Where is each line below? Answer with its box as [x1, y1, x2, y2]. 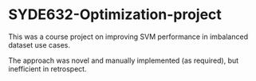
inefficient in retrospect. [8, 64, 87, 73]
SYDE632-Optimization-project [8, 6, 222, 24]
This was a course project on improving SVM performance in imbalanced [8, 32, 249, 41]
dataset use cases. [8, 40, 70, 49]
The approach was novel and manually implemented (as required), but [8, 56, 239, 65]
